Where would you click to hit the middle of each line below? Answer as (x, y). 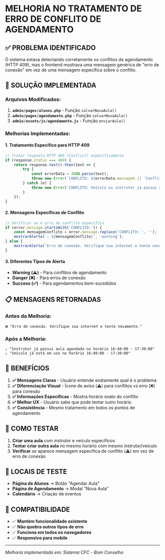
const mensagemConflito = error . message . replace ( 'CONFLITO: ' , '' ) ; (85, 232)
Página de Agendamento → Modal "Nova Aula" (60, 489)
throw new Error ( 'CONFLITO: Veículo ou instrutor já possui (94, 188)
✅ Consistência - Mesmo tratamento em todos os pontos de (73, 407)
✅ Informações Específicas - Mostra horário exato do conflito (75, 396)
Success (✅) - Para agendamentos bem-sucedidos (64, 283)
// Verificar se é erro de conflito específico (55, 223)
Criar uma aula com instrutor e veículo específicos (64, 440)
